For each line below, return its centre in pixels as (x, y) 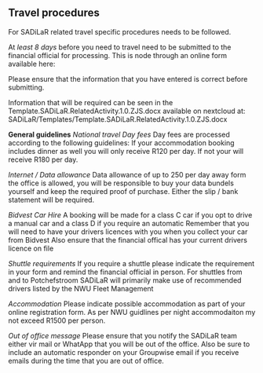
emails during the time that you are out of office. (86, 360)
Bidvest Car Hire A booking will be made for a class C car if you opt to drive (130, 214)
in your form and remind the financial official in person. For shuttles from (125, 272)
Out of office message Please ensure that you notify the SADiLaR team (123, 335)
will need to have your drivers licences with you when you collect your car (128, 232)
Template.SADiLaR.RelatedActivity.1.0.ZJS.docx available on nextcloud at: (127, 111)
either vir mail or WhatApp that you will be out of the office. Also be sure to (129, 344)
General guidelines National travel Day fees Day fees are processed (119, 134)
